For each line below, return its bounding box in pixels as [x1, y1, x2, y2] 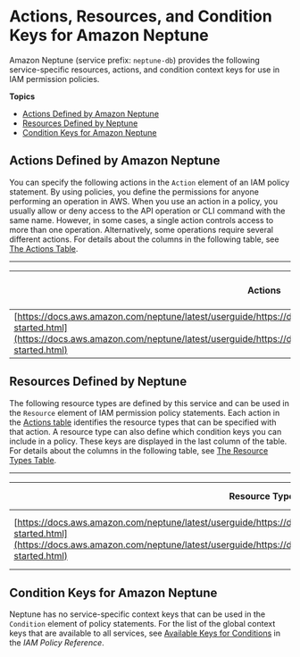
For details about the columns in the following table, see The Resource [9, 445, 269, 456]
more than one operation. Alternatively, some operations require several [9, 224, 274, 235]
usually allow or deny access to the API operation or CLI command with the [9, 205, 286, 216]
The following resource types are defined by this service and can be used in [9, 397, 290, 408]
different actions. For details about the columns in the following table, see [9, 234, 279, 245]
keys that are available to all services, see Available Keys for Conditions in [9, 628, 281, 639]
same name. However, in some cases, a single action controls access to [9, 214, 274, 225]
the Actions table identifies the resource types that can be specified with [9, 417, 277, 428]
